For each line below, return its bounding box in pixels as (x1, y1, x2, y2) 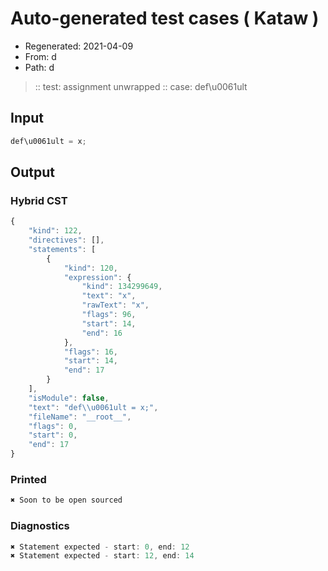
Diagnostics (10, 519, 70, 533)
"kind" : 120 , (63, 263, 118, 273)
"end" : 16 (81, 328, 123, 338)
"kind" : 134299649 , (81, 282, 163, 292)
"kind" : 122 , (28, 226, 83, 236)
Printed (10, 472, 47, 486)
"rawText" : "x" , (81, 300, 150, 311)
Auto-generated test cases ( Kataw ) (10, 7, 320, 30)
